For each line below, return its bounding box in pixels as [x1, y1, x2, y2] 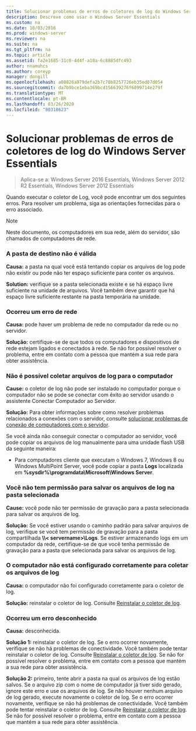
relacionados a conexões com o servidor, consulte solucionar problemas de [6, 415, 188, 422]
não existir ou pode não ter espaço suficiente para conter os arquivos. [6, 269, 175, 276]
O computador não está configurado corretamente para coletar [6, 561, 188, 569]
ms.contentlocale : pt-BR [6, 95, 66, 101]
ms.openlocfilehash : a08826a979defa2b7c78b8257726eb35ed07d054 [6, 80, 163, 86]
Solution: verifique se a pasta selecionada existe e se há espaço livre [6, 281, 173, 288]
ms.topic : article [6, 52, 51, 58]
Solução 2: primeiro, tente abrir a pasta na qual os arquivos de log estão [6, 675, 180, 682]
